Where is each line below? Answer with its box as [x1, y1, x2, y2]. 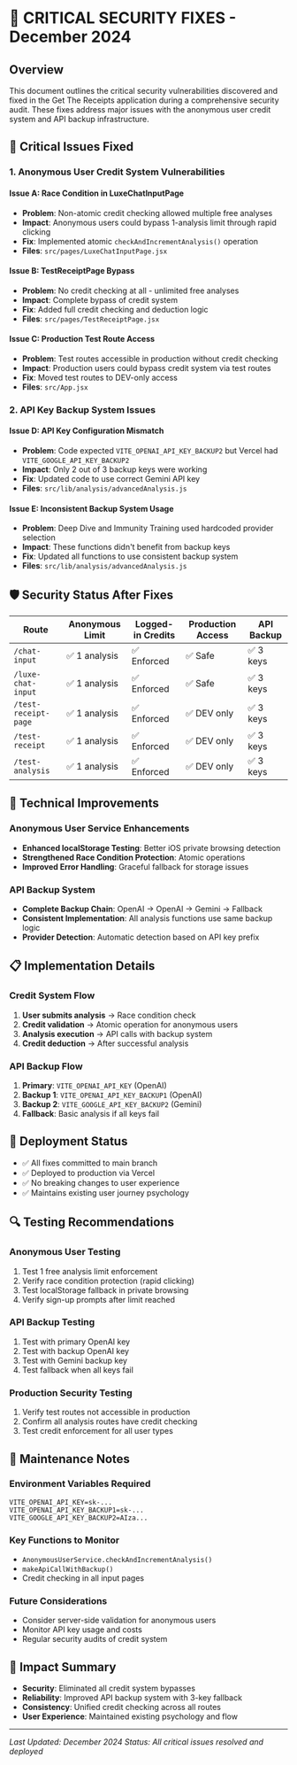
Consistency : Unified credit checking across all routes [21, 1702, 221, 1713]
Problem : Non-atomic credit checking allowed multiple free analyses [21, 207, 273, 218]
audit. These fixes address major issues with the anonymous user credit [9, 105, 271, 114]
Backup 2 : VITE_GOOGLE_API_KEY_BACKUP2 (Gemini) [21, 1099, 202, 1110]
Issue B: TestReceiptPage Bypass [9, 266, 135, 276]
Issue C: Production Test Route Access [9, 334, 156, 344]
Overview [9, 62, 65, 77]
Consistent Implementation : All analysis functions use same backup [21, 913, 273, 924]
